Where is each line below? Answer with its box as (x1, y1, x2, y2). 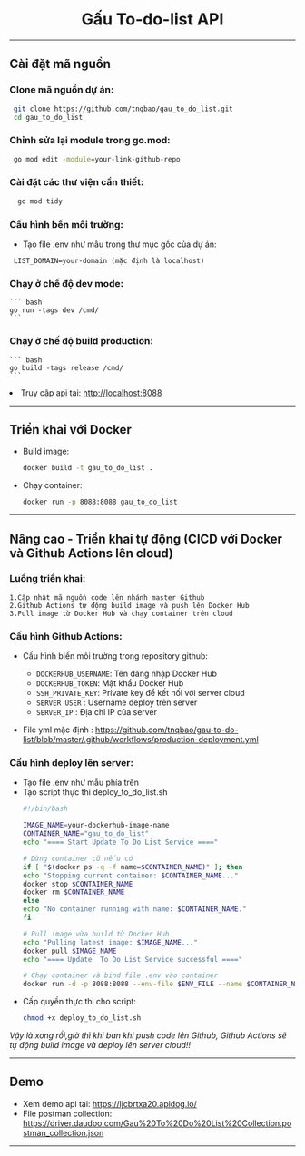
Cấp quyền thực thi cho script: (22, 996, 136, 1007)
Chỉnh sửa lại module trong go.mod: (9, 134, 171, 147)
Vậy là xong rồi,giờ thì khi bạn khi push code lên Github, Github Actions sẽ (9, 1030, 288, 1041)
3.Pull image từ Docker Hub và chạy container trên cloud (9, 609, 233, 618)
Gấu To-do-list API (81, 9, 224, 30)
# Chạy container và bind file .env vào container (22, 971, 219, 980)
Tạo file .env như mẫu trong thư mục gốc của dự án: (22, 239, 217, 250)
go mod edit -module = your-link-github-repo (13, 154, 181, 163)
